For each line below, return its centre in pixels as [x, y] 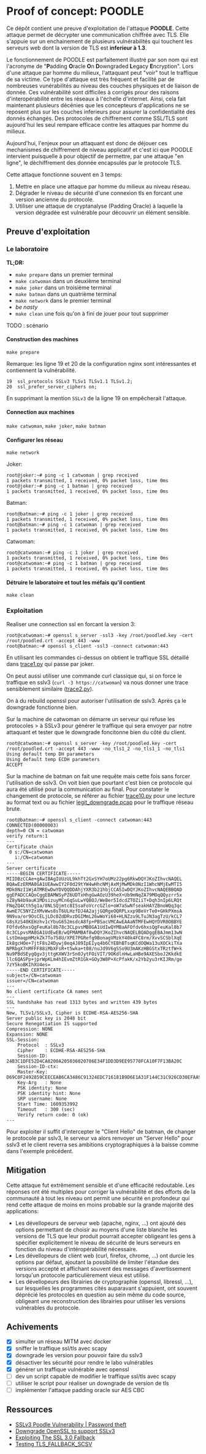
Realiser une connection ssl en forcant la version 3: [71, 624]
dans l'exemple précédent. [40, 1151]
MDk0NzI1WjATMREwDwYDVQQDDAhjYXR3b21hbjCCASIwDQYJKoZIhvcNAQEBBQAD [94, 890]
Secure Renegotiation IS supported [52, 1024]
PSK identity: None [42, 1088]
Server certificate [31, 868]
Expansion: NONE [27, 1034]
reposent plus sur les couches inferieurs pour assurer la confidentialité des [101, 112]
